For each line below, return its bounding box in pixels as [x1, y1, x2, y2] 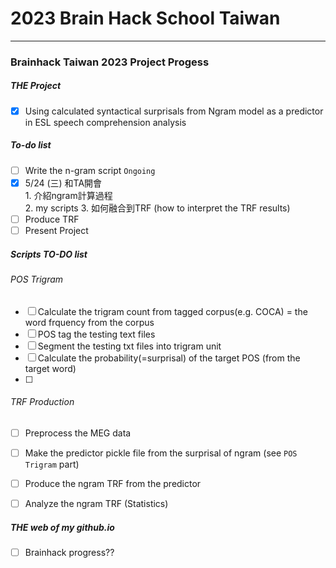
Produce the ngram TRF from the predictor [24, 478, 202, 490]
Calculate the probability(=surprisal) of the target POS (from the [37, 352, 301, 364]
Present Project [24, 225, 89, 237]
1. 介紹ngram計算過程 [24, 189, 113, 201]
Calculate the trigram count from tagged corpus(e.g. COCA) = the [37, 305, 308, 317]
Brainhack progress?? [24, 547, 115, 559]
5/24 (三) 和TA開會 [24, 177, 103, 189]
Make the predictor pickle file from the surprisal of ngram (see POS [24, 447, 298, 459]
